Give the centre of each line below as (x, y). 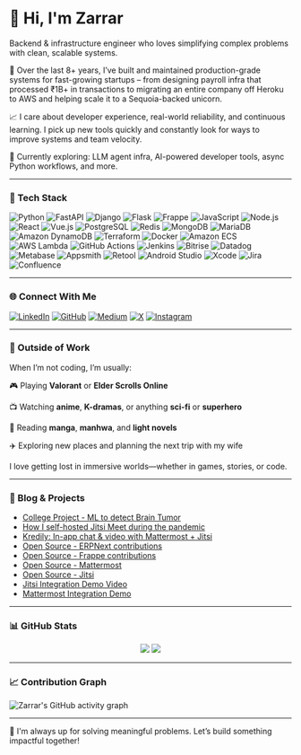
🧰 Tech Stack (39, 198)
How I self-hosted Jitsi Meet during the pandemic (114, 527)
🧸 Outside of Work (50, 347)
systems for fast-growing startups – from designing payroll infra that (135, 79)
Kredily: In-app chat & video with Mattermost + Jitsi (117, 537)
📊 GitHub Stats (43, 626)
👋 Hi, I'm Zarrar (66, 18)
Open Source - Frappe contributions (89, 556)
